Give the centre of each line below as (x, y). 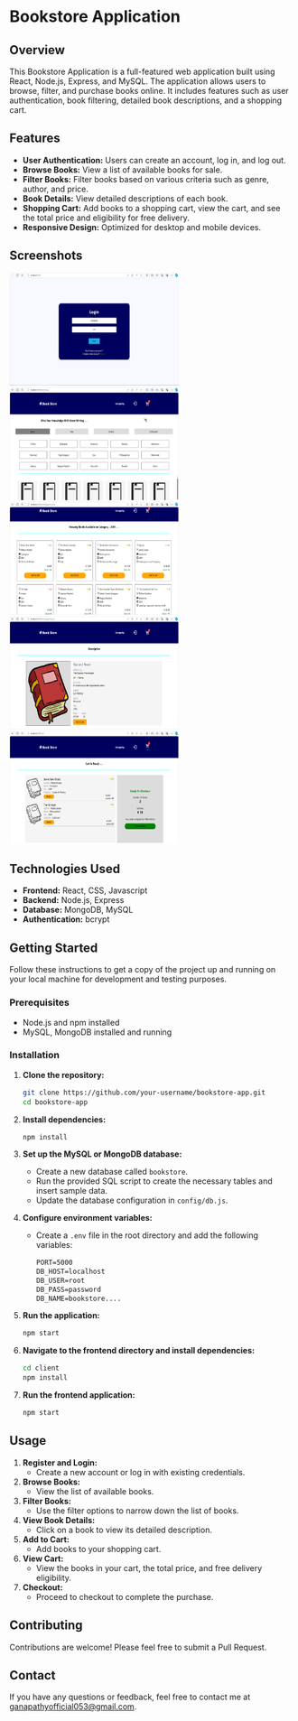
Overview (37, 50)
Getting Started (54, 948)
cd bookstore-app (55, 1102)
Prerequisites (39, 1002)
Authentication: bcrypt (66, 919)
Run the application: (61, 1316)
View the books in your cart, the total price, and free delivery (149, 1568)
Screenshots (46, 256)
